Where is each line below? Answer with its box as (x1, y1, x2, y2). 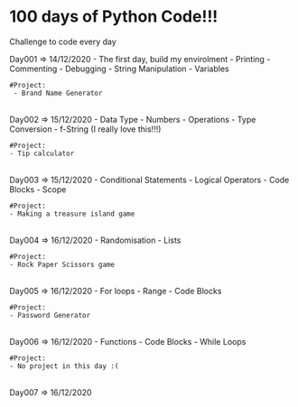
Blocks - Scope (9, 183, 67, 195)
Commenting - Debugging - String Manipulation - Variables (9, 63, 229, 74)
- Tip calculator (9, 149, 75, 158)
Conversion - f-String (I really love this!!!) (9, 124, 162, 134)
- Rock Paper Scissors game (9, 260, 116, 269)
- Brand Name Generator (13, 88, 103, 97)
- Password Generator (9, 310, 91, 319)
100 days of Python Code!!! (9, 6, 219, 27)
